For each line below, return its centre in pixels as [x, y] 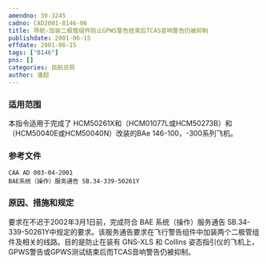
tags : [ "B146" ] [34, 53]
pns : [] [21, 61]
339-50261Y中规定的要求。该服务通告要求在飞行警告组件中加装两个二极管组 [134, 231]
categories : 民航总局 [42, 68]
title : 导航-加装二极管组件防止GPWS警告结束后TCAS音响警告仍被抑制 [108, 30]
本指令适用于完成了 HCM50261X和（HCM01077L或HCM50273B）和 [120, 123]
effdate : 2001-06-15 [43, 45]
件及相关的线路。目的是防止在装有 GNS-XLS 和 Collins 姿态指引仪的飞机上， [133, 242]
